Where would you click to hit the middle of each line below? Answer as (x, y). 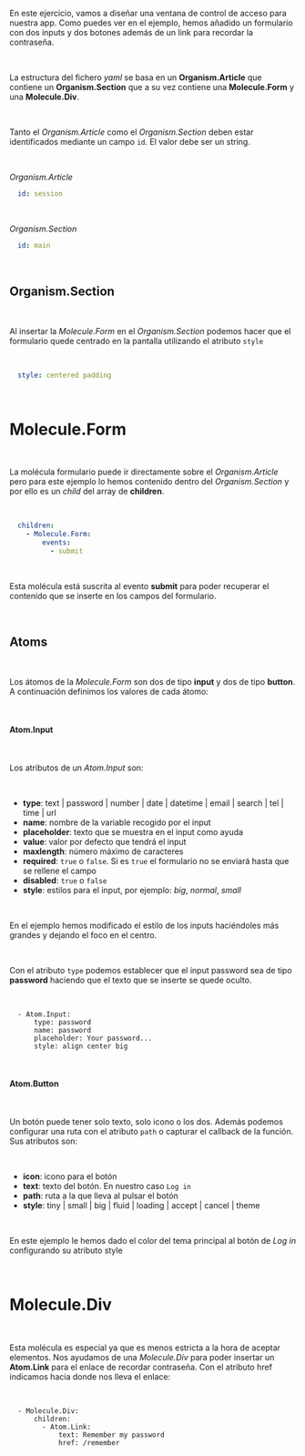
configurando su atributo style (66, 1250)
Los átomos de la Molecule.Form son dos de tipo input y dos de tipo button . (152, 681)
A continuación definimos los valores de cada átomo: (109, 691)
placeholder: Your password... (93, 1038)
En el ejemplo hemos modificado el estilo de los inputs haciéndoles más (144, 925)
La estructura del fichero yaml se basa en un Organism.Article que (136, 77)
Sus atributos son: (43, 1141)
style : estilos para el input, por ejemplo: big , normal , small (132, 890)
